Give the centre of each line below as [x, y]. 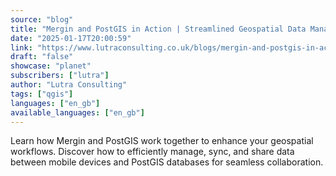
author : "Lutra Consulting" [69, 85]
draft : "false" [42, 57]
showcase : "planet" [51, 66]
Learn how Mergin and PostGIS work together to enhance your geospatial [162, 141]
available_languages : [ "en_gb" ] [77, 112]
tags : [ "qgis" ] [42, 94]
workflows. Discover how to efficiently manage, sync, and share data [152, 152]
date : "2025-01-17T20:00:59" [71, 38]
